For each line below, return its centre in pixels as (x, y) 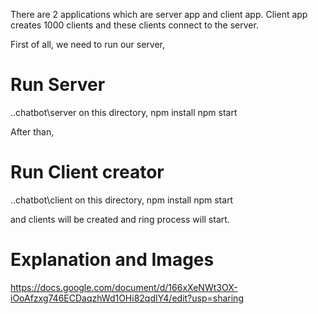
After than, (32, 131)
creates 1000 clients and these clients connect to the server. (134, 25)
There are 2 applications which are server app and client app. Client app (159, 14)
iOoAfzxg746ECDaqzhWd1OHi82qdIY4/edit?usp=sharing (127, 298)
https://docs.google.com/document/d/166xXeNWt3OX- (124, 287)
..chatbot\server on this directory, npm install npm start (124, 112)
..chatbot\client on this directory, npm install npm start (122, 200)
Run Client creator (87, 172)
